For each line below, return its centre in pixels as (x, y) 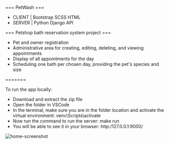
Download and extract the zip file (47, 99)
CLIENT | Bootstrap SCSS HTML (46, 17)
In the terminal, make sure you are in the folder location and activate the (88, 110)
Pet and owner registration (41, 42)
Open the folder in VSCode (41, 105)
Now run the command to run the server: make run (66, 121)
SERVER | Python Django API (43, 23)
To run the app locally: (29, 89)
